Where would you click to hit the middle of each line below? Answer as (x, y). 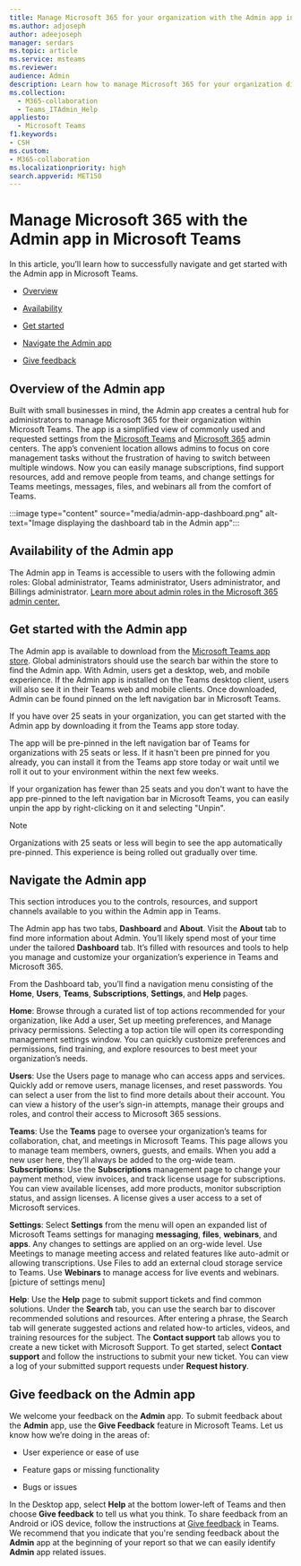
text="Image (32, 523)
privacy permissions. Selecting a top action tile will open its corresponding (146, 1030)
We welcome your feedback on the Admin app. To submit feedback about (146, 1416)
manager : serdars (42, 43)
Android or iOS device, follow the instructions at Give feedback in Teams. (144, 1524)
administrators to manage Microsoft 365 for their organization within (135, 420)
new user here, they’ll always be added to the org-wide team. (122, 1160)
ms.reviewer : (34, 68)
